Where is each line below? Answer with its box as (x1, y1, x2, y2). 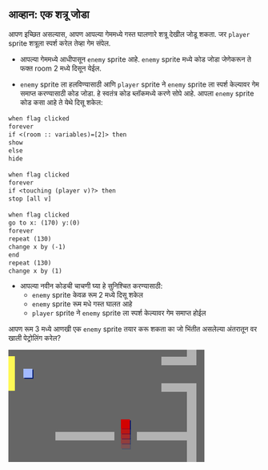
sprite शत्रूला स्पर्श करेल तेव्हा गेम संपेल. (8, 38, 111, 48)
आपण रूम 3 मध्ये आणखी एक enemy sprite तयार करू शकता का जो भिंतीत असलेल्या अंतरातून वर (8, 324, 258, 334)
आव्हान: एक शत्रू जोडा (8, 8, 90, 22)
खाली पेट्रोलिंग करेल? (8, 333, 62, 342)
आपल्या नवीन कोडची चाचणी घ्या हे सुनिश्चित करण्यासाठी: (19, 281, 163, 290)
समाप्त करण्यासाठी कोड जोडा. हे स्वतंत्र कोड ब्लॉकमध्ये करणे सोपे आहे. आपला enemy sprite (19, 88, 254, 98)
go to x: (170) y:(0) (8, 218, 81, 227)
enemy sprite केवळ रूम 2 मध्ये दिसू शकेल (31, 290, 144, 299)
